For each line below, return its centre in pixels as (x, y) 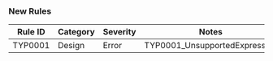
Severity (119, 32)
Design (71, 46)
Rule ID (31, 32)
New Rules (30, 11)
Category (76, 32)
